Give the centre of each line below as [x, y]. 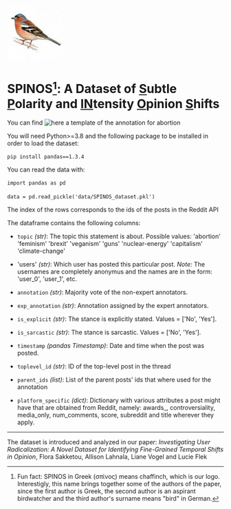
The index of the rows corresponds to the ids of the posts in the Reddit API [113, 210]
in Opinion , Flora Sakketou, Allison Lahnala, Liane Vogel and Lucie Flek [107, 457]
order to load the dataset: [43, 143]
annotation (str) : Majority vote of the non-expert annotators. [102, 292]
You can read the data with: [46, 169]
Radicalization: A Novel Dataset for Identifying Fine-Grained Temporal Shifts [115, 450]
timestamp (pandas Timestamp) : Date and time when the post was [111, 346]
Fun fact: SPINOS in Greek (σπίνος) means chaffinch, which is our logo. [118, 477]
